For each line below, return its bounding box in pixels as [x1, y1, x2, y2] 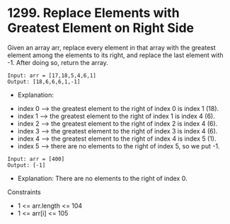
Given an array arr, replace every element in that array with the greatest [7, 43, 216, 52]
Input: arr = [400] [7, 155, 65, 163]
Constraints [7, 187, 41, 196]
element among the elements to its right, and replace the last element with [7, 51, 224, 59]
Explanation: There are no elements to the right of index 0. [17, 174, 188, 182]
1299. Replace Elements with [7, 5, 180, 21]
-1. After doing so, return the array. [7, 58, 108, 66]
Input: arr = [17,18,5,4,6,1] [7, 72, 97, 79]
